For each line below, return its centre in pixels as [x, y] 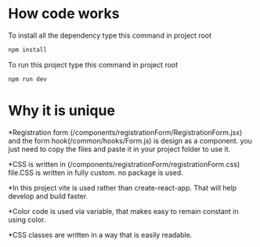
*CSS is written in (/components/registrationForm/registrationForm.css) [124, 164]
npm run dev [27, 79]
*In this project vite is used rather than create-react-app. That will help [123, 187]
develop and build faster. [48, 196]
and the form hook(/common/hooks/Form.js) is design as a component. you [130, 140]
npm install [27, 49]
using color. [27, 220]
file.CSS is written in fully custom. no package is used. [96, 173]
